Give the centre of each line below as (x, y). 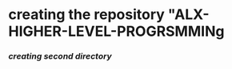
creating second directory (60, 56)
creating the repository (87, 15)
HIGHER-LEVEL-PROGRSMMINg (116, 31)
